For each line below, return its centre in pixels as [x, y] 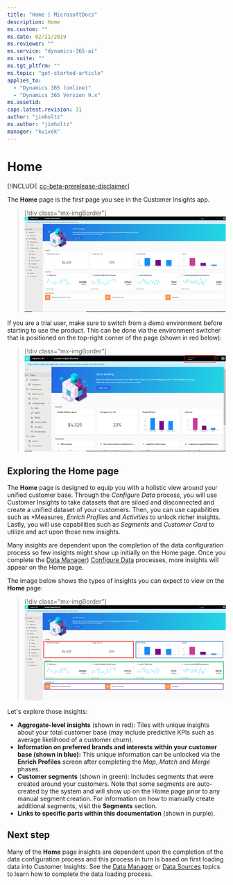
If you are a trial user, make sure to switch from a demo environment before [115, 323]
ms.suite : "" [26, 59]
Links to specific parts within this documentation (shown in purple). [116, 813]
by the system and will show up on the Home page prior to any [131, 791]
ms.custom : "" [28, 29]
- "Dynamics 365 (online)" [52, 88]
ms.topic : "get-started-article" [55, 73]
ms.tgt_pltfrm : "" [34, 66]
